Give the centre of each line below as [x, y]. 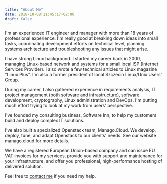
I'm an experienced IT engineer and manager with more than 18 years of [79, 33]
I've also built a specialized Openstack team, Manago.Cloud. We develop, [81, 130]
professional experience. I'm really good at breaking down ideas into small [82, 38]
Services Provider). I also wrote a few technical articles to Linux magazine [81, 69]
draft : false [19, 19]
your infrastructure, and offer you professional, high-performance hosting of [83, 161]
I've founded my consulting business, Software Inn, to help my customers [81, 115]
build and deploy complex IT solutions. [45, 121]
